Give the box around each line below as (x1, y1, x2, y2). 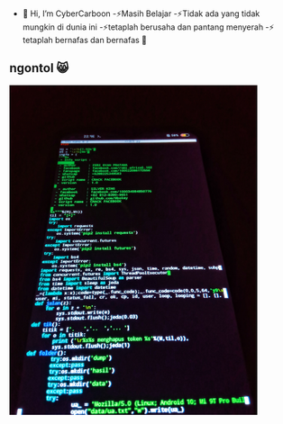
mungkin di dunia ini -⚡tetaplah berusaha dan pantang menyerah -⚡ (22, 22, 275, 32)
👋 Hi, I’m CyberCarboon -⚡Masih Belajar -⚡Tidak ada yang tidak (22, 8, 260, 19)
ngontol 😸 (9, 60, 69, 76)
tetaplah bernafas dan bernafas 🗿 (22, 35, 147, 45)
